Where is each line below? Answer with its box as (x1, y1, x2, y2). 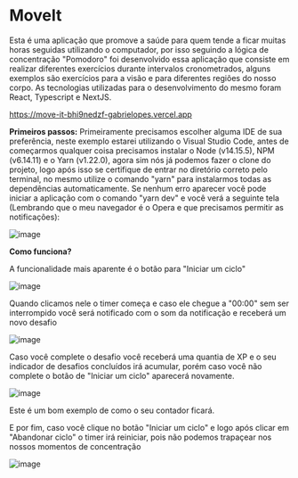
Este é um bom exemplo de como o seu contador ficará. (9, 405, 215, 416)
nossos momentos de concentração (9, 441, 141, 451)
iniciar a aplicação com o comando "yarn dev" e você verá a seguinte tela (9, 193, 280, 203)
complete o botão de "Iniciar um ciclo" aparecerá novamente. (9, 370, 235, 381)
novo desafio (9, 317, 58, 327)
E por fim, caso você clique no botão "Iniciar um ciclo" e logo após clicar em (9, 422, 289, 433)
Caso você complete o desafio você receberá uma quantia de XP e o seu (9, 351, 278, 362)
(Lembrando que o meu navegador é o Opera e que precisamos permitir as (9, 202, 285, 212)
